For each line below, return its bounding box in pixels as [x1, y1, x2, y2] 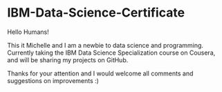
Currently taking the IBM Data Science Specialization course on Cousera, [7, 48, 216, 57]
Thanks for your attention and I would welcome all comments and [7, 69, 194, 77]
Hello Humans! [7, 28, 50, 36]
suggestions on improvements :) [7, 76, 99, 84]
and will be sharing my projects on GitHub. [7, 55, 129, 64]
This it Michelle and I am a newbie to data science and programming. [7, 41, 204, 49]
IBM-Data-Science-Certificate [7, 5, 185, 21]
